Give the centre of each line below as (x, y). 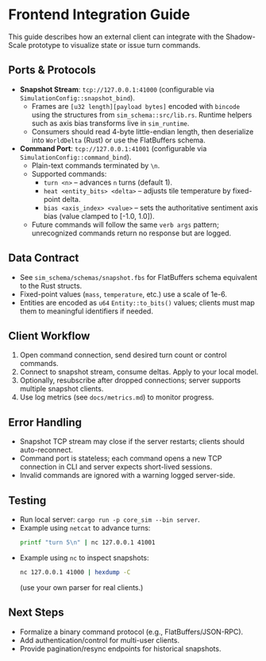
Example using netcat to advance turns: (85, 528)
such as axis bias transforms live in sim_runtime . (110, 123)
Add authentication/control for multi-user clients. (100, 640)
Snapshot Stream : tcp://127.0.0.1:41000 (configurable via (117, 89)
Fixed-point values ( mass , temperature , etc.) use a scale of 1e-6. (123, 294)
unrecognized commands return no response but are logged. (131, 233)
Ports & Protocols (52, 70)
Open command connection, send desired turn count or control (123, 355)
